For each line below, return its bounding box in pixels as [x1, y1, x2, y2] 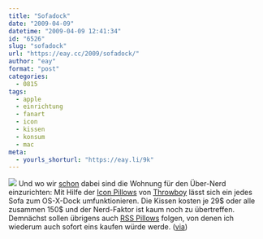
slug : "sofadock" [8, 42, 67, 50]
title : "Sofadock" [8, 11, 71, 20]
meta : [8, 148, 27, 156]
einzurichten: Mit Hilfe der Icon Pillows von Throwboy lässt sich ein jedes [8, 188, 253, 198]
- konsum [15, 133, 45, 141]
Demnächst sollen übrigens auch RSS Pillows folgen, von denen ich [8, 213, 234, 224]
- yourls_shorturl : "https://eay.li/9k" [15, 155, 154, 163]
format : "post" [8, 65, 60, 73]
